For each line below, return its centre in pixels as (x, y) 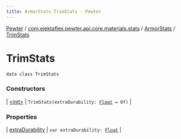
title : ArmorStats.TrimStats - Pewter (54, 11)
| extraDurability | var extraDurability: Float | (64, 130)
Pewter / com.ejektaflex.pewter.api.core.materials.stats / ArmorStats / (91, 28)
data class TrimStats (33, 74)
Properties (22, 117)
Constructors (26, 89)
